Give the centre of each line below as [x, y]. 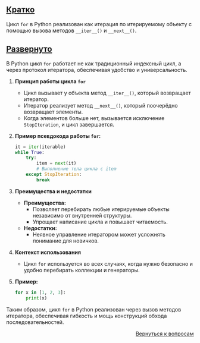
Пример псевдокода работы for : [58, 136]
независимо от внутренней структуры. [82, 215]
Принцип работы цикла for [50, 81]
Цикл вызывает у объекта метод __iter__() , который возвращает [107, 93]
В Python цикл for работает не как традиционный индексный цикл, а [94, 63]
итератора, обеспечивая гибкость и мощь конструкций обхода [87, 316]
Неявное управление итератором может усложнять [99, 234]
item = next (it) [57, 163]
